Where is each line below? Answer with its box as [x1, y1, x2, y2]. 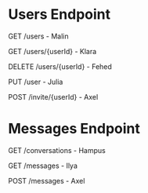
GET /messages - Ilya [8, 161, 78, 170]
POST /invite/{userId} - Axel [8, 92, 99, 101]
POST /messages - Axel [8, 176, 85, 185]
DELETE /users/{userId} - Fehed [8, 61, 112, 71]
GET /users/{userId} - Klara [8, 46, 97, 56]
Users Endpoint [8, 5, 111, 24]
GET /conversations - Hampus [8, 145, 106, 155]
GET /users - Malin [8, 31, 69, 41]
